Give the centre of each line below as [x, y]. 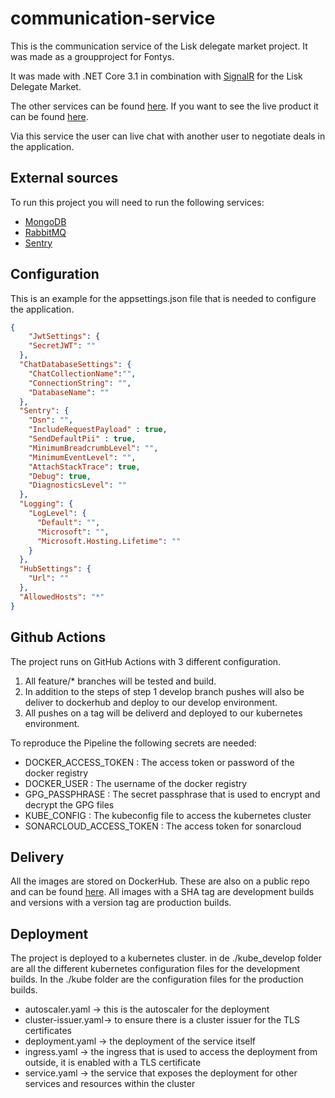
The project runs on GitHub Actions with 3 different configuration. [146, 661]
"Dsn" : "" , [51, 420]
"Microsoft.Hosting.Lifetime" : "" [109, 541]
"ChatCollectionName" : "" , [82, 373]
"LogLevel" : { [57, 513]
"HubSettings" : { [55, 569]
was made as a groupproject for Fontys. [92, 56]
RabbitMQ [45, 232]
